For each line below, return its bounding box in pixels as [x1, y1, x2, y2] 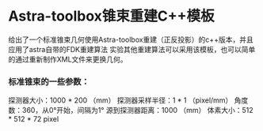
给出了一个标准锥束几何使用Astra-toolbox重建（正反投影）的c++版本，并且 [8, 35, 253, 44]
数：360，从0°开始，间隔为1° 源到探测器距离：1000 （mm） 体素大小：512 [8, 106, 253, 115]
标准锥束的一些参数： [8, 76, 90, 87]
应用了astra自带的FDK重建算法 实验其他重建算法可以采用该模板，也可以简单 [8, 44, 256, 54]
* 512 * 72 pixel [8, 114, 59, 124]
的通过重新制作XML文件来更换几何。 [8, 54, 128, 64]
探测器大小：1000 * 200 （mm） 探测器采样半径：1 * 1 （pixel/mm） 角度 [8, 95, 249, 105]
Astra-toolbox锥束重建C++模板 [8, 7, 215, 25]
